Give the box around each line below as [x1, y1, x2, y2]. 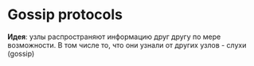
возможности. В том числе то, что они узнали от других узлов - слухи [7, 40, 247, 49]
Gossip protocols [7, 6, 123, 24]
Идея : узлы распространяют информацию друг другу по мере [7, 32, 221, 41]
